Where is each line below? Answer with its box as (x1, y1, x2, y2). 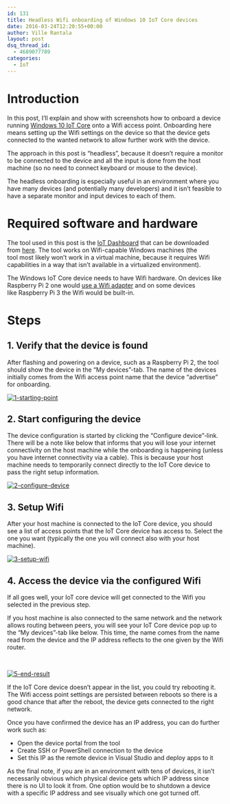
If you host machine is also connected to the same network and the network (7, 613, 222, 622)
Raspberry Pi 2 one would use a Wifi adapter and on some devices (7, 281, 196, 289)
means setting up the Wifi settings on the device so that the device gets (7, 128, 211, 136)
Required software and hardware (7, 215, 198, 231)
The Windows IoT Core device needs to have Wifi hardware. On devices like (7, 273, 222, 282)
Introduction (7, 91, 80, 107)
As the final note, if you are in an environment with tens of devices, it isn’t (7, 767, 215, 775)
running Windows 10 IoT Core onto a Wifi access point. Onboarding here (7, 121, 211, 129)
